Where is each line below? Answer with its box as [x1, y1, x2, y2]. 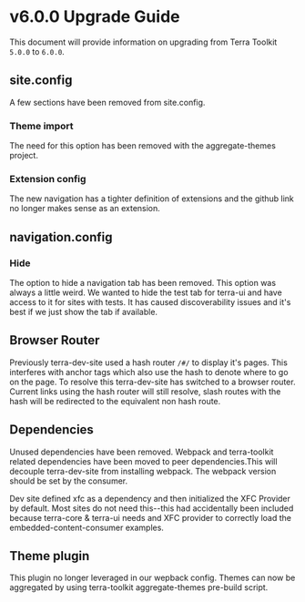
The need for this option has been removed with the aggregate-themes [9, 140, 276, 151]
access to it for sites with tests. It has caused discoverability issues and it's [9, 297, 291, 308]
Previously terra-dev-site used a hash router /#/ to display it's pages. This [9, 357, 289, 368]
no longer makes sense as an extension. [9, 203, 161, 214]
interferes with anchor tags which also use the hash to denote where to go [9, 366, 289, 377]
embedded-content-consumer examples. [9, 522, 164, 533]
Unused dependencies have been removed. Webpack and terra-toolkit [9, 446, 274, 457]
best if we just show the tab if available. [9, 307, 158, 318]
